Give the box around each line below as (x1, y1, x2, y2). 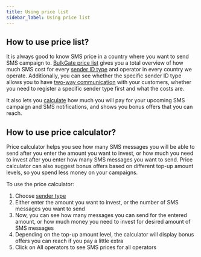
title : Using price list (6, 8, 69, 15)
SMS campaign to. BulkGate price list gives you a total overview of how (6, 59, 183, 67)
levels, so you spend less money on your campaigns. (6, 169, 138, 176)
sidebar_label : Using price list (6, 15, 91, 21)
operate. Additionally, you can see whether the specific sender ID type (6, 72, 182, 79)
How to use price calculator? (6, 127, 116, 137)
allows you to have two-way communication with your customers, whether (6, 79, 192, 86)
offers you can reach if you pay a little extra (14, 237, 124, 245)
